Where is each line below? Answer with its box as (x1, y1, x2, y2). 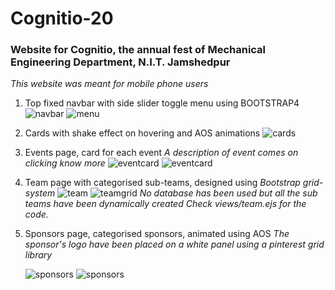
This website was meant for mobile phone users (10, 78, 209, 90)
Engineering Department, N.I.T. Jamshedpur (10, 55, 231, 69)
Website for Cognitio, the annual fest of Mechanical (10, 43, 267, 57)
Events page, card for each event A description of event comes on (24, 147, 299, 159)
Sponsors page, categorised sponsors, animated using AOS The (24, 228, 290, 240)
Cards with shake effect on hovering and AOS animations (24, 127, 261, 139)
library (24, 249, 53, 261)
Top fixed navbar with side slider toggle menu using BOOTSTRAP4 (24, 97, 300, 109)
